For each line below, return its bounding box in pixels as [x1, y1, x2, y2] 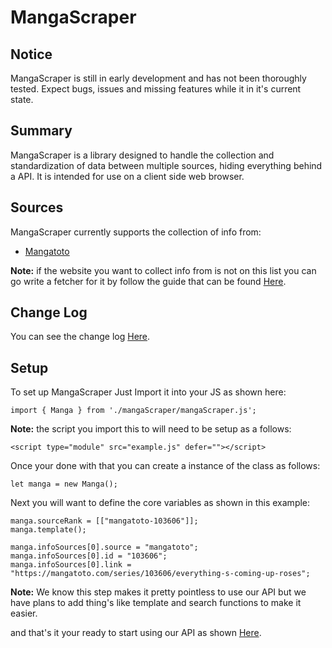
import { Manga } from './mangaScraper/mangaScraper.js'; [10, 406, 257, 416]
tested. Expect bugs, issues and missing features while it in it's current [10, 83, 302, 95]
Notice [10, 46, 53, 63]
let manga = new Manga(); [10, 479, 118, 490]
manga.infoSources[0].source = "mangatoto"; [10, 542, 199, 553]
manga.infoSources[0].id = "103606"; [10, 551, 168, 561]
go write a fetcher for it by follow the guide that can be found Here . [10, 275, 287, 287]
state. [10, 94, 34, 105]
